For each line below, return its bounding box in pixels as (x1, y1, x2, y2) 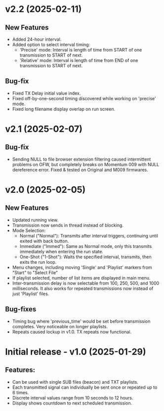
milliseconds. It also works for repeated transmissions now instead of (12, 285, 154, 291)
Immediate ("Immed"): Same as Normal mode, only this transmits (19, 243, 152, 249)
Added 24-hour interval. (12, 36, 62, 42)
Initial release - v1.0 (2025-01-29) (5, 346, 147, 357)
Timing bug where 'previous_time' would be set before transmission (12, 318, 151, 324)
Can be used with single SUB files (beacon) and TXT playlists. (12, 379, 138, 385)
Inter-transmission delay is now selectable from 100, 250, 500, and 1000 (12, 280, 160, 286)
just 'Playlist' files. (12, 291, 49, 296)
